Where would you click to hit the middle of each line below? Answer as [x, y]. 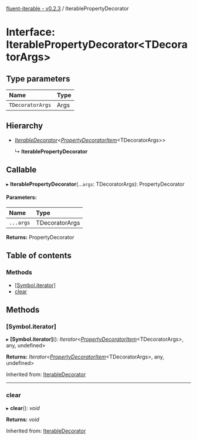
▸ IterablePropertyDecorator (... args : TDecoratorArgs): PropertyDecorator [95, 184]
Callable [21, 170]
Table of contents [39, 255]
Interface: [31, 32]
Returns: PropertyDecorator [40, 237]
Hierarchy [25, 126]
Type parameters [38, 79]
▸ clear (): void [23, 408]
